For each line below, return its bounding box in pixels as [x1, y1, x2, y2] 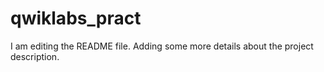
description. [10, 50, 60, 62]
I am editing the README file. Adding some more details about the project [10, 40, 314, 52]
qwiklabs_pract [10, 7, 142, 30]
